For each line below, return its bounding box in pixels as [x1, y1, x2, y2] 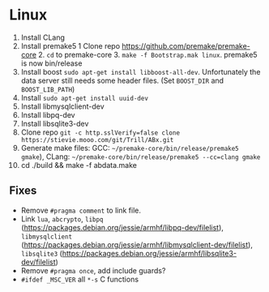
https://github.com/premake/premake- [122, 41, 250, 50]
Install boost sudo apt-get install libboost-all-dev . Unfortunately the [20, 67, 261, 76]
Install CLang [20, 32, 66, 42]
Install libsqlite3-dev [20, 118, 89, 128]
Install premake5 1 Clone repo [20, 41, 121, 50]
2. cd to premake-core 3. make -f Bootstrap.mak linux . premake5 [38, 49, 258, 59]
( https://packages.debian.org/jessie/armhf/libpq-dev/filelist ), [20, 222, 224, 232]
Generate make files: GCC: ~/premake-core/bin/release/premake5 [20, 143, 240, 152]
